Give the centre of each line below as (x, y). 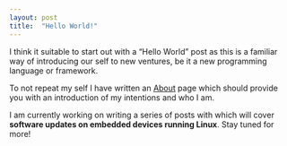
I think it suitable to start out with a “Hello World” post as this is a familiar (143, 51)
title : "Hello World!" (54, 26)
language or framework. (54, 70)
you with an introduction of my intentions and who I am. (112, 97)
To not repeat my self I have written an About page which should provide (143, 88)
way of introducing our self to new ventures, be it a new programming (138, 61)
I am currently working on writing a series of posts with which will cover (142, 115)
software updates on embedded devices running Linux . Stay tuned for (142, 124)
